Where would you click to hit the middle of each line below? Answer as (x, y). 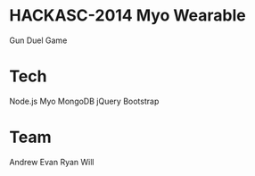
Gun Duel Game (38, 40)
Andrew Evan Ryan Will (52, 162)
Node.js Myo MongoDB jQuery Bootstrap (84, 101)
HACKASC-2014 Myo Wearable (128, 16)
